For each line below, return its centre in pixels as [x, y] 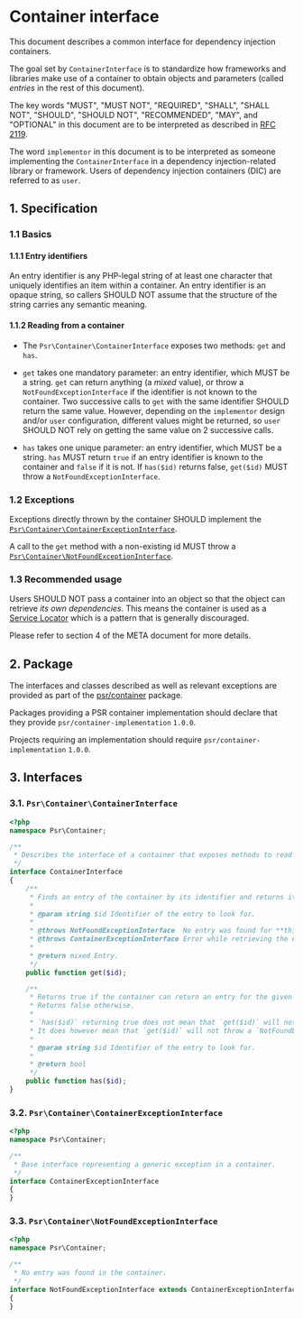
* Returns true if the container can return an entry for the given [161, 997]
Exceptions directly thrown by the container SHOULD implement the [135, 519]
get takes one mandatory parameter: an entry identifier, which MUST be [156, 373]
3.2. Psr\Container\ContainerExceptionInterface [116, 1112]
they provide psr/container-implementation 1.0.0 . [103, 723]
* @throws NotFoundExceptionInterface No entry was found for [151, 931]
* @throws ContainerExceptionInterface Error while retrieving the [159, 939]
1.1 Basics [31, 235]
